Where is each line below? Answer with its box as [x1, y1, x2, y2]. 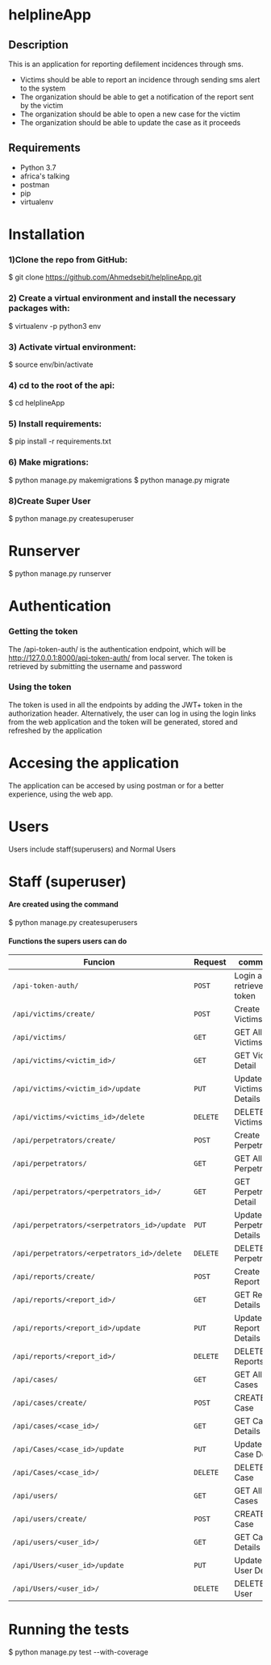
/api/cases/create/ [12, 1398, 87, 1407]
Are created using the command [8, 899, 119, 910]
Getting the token [8, 626, 78, 637]
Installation [8, 225, 85, 243]
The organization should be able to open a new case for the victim [19, 109, 240, 119]
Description [8, 38, 69, 52]
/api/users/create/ [12, 1515, 87, 1524]
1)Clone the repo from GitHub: [8, 254, 128, 265]
